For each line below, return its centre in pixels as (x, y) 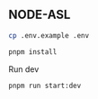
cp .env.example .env (49, 35)
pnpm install (33, 52)
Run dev (24, 69)
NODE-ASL (40, 15)
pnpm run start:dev (45, 85)
